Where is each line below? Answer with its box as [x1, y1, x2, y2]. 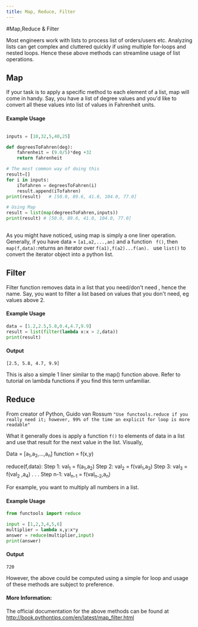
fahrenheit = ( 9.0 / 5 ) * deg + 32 [17, 149, 92, 155]
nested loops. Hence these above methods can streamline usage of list [6, 49, 180, 57]
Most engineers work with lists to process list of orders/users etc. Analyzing [6, 36, 193, 43]
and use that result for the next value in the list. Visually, [6, 438, 143, 445]
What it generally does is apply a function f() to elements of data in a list [6, 432, 185, 439]
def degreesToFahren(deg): [6, 144, 73, 150]
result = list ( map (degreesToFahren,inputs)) [6, 210, 118, 216]
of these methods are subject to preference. [6, 581, 115, 588]
